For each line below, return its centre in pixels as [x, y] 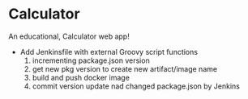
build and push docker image [81, 77]
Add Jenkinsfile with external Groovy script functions [109, 52]
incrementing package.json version [91, 60]
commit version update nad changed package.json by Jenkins [136, 86]
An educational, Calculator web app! [69, 36]
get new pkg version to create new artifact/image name [124, 68]
